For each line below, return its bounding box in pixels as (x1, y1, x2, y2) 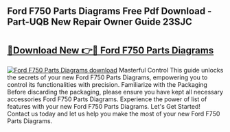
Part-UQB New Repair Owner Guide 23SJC (7, 16, 192, 28)
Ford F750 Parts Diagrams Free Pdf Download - (7, 5, 212, 17)
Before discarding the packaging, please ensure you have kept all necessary (7, 88, 224, 96)
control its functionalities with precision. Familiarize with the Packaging (7, 81, 208, 88)
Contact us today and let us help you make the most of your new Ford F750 (7, 109, 220, 118)
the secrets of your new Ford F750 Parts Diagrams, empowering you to (7, 73, 208, 81)
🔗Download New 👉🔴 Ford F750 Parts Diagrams (7, 44, 214, 56)
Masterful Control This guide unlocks (119, 66, 224, 74)
